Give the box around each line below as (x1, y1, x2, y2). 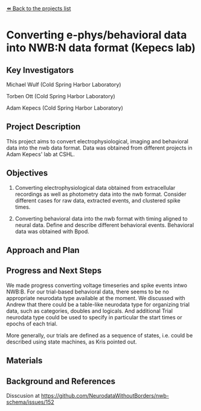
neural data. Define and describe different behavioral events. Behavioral (14, 221, 194, 228)
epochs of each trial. (6, 320, 58, 327)
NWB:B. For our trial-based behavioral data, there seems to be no (6, 288, 169, 295)
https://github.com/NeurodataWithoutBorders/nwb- (41, 392, 169, 400)
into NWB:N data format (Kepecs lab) (6, 41, 196, 55)
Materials (6, 356, 43, 366)
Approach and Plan (6, 245, 80, 256)
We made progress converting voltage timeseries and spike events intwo (6, 281, 188, 289)
